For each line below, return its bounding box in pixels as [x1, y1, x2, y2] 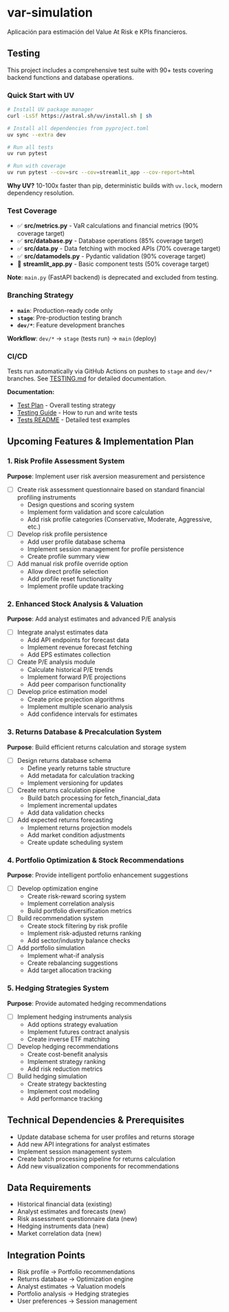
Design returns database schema [17, 756, 111, 764]
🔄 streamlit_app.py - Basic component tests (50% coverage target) [17, 260, 210, 268]
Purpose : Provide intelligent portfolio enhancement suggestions [7, 871, 188, 879]
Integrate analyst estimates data [17, 628, 109, 637]
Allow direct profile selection [27, 567, 109, 575]
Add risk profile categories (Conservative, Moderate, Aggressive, [27, 515, 212, 523]
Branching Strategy [7, 291, 74, 300]
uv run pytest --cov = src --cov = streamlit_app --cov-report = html [7, 169, 195, 176]
